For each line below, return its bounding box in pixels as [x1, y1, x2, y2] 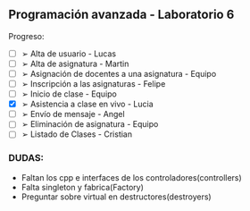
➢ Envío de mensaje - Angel [21, 109, 126, 120]
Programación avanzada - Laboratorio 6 [8, 7, 235, 22]
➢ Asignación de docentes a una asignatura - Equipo [21, 68, 217, 79]
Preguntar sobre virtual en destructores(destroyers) [21, 191, 212, 202]
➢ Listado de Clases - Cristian [21, 129, 133, 139]
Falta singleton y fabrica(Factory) [21, 181, 145, 192]
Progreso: [8, 30, 45, 41]
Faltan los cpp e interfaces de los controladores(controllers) [21, 172, 242, 182]
